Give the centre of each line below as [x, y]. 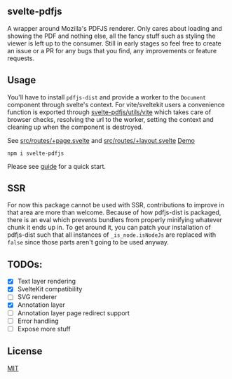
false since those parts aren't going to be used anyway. [88, 242]
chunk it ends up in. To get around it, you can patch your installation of [109, 228]
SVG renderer [37, 297]
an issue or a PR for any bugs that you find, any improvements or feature [112, 50]
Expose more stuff [44, 329]
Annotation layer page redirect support [73, 313]
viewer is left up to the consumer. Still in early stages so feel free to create [115, 43]
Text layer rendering [46, 281]
